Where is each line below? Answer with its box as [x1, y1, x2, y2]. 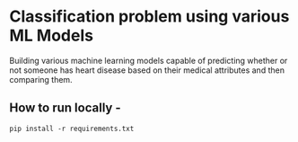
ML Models [9, 25, 94, 46]
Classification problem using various [9, 6, 290, 27]
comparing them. [9, 74, 74, 84]
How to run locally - [9, 101, 121, 116]
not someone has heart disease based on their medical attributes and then [9, 65, 285, 75]
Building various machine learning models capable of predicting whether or [9, 55, 288, 66]
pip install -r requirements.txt [9, 124, 135, 133]
